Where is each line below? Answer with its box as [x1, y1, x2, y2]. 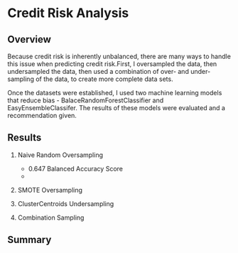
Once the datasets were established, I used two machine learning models [7, 89, 222, 97]
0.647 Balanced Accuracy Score [28, 164, 123, 173]
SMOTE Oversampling [17, 185, 83, 194]
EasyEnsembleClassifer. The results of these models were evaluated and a [7, 104, 226, 112]
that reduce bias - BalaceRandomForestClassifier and [7, 96, 164, 104]
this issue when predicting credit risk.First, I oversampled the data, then [7, 60, 217, 68]
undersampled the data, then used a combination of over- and [7, 68, 190, 75]
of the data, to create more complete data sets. [35, 75, 173, 83]
